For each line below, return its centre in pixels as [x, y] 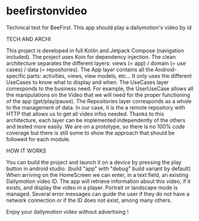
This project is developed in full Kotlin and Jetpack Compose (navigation [95, 50]
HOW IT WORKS [26, 151]
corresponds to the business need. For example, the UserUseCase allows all [100, 88]
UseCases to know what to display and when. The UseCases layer [88, 82]
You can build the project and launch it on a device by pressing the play [94, 162]
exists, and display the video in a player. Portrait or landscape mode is [92, 187]
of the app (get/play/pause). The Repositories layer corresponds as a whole [99, 101]
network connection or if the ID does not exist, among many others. [89, 200]
